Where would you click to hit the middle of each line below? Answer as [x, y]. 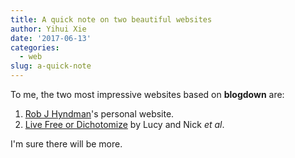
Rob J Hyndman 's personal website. [99, 114]
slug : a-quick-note [51, 66]
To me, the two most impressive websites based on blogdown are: [147, 94]
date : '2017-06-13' [51, 38]
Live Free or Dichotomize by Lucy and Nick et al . [124, 124]
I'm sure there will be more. [66, 144]
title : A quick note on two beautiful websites [111, 19]
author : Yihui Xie [48, 29]
